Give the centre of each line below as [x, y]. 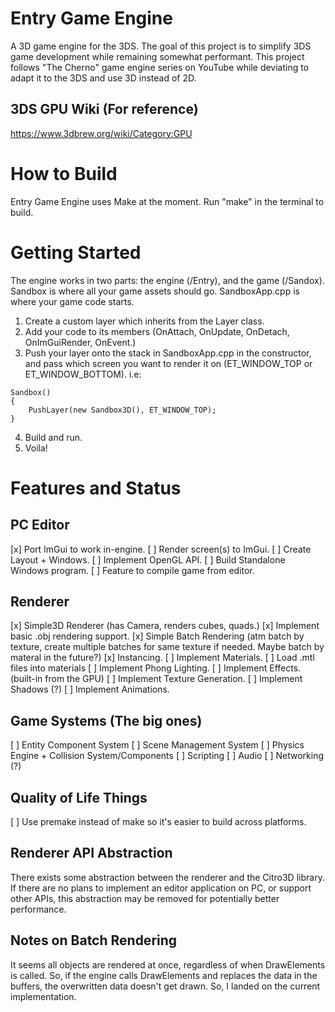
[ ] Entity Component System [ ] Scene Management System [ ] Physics [157, 745]
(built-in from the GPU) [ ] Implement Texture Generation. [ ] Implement [156, 679]
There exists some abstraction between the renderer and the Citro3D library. [167, 877]
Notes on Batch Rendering [94, 940]
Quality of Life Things [79, 797]
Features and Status [96, 488]
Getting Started [76, 252]
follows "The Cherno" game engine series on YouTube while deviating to [160, 67]
